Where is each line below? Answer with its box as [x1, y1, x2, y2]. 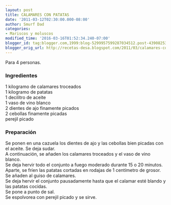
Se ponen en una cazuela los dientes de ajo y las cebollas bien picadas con [5, 140, 164, 147]
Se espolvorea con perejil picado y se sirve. [5, 194, 97, 200]
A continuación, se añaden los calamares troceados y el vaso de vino [5, 151, 151, 157]
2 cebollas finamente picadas [5, 110, 67, 116]
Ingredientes [5, 72, 38, 79]
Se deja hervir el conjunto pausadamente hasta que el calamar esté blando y [5, 178, 166, 184]
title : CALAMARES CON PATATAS [5, 12, 70, 17]
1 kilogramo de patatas [5, 89, 53, 95]
